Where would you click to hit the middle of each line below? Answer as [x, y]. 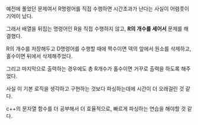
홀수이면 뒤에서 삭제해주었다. [39, 56]
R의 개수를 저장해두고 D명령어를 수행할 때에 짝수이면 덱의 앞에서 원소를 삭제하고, [99, 49]
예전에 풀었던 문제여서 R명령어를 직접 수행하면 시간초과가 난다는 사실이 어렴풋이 [98, 9]
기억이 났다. [20, 16]
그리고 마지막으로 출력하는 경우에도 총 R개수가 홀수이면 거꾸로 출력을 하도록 [93, 69]
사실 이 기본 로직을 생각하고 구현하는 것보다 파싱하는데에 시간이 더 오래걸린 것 [95, 89]
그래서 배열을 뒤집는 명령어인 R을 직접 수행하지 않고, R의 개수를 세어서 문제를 [94, 29]
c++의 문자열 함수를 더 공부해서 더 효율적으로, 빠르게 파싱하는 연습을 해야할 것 [96, 109]
